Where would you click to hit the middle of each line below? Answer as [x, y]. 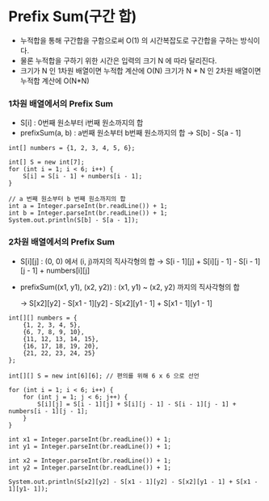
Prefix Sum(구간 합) [73, 17]
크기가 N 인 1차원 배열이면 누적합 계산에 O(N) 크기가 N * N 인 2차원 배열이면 [141, 70]
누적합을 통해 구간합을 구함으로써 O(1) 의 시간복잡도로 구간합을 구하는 [129, 40]
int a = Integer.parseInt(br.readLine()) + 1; [88, 207]
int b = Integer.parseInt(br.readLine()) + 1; [88, 213]
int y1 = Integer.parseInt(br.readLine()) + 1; [90, 446]
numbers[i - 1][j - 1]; [48, 411]
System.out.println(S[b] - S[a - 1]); [74, 220]
